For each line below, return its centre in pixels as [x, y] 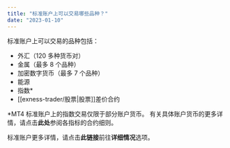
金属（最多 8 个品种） [48, 64]
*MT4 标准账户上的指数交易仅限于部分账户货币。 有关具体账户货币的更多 [112, 114]
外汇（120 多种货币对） [51, 56]
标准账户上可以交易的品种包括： [53, 41]
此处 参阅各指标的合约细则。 [77, 122]
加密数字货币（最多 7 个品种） [61, 73]
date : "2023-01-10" [36, 20]
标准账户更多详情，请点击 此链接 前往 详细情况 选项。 [80, 137]
